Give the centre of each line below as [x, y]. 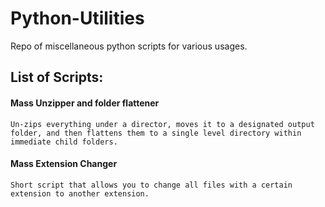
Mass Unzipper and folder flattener [85, 103]
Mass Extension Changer [64, 164]
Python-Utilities [77, 18]
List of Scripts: [57, 77]
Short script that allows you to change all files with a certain [151, 185]
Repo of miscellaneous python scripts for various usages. [129, 46]
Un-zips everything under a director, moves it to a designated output [162, 124]
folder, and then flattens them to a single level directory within [156, 133]
